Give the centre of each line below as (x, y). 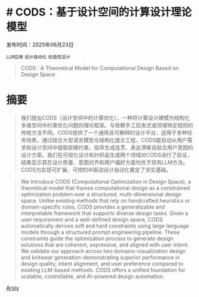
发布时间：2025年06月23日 (40, 45)
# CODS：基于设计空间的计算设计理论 (99, 12)
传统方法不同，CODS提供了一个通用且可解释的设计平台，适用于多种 (104, 132)
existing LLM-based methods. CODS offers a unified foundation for (103, 270)
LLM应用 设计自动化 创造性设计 (38, 57)
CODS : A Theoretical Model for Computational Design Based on (99, 68)
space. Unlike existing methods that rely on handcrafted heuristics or (105, 200)
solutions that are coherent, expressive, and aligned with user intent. (105, 245)
